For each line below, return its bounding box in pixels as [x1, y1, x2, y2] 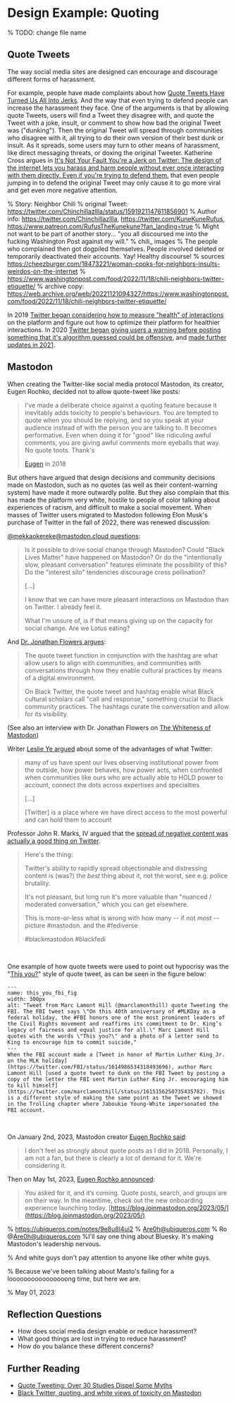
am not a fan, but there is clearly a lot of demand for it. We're [24, 1154, 202, 1162]
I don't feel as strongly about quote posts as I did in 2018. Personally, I [24, 1146, 228, 1154]
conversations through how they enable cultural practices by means [24, 666, 223, 675]
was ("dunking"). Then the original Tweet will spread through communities [7, 125, 223, 135]
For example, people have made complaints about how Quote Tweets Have [7, 88, 225, 97]
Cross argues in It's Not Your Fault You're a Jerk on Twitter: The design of [7, 156, 222, 164]
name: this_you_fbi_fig [7, 989, 77, 997]
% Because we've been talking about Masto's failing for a [7, 1267, 175, 1275]
